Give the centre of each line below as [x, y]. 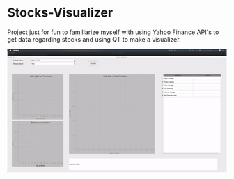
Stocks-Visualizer [60, 13]
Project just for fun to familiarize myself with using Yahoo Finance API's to [113, 32]
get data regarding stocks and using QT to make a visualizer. [94, 39]
